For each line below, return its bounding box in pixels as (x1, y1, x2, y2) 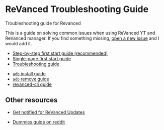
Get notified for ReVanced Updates (12, 109, 85, 115)
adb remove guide (12, 76, 49, 82)
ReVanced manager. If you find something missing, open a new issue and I (5, 35, 159, 41)
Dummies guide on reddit (12, 119, 65, 125)
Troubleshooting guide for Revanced (5, 20, 81, 26)
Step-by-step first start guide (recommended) (12, 50, 108, 56)
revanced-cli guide (12, 81, 52, 87)
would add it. (5, 40, 32, 46)
